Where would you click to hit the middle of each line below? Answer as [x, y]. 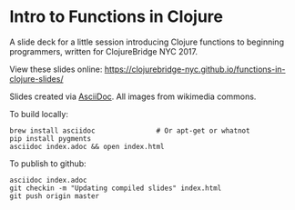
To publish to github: [48, 163]
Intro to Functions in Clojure [116, 17]
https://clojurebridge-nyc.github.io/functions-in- [195, 69]
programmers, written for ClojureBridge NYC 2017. [104, 51]
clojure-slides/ [36, 78]
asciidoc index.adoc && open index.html [87, 146]
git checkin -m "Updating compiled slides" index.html [116, 188]
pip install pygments [51, 138]
